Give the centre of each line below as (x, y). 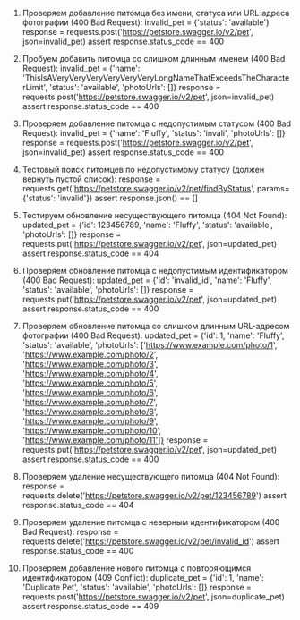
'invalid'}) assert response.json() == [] (128, 198)
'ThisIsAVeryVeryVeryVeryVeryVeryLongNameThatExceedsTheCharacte (156, 78)
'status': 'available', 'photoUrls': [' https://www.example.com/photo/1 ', (150, 345)
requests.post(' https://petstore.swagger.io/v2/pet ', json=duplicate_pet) (153, 597)
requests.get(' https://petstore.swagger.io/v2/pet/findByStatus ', (138, 188)
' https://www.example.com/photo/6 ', (90, 392)
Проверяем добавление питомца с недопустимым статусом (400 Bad (156, 123)
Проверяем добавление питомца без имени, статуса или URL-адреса (156, 13)
